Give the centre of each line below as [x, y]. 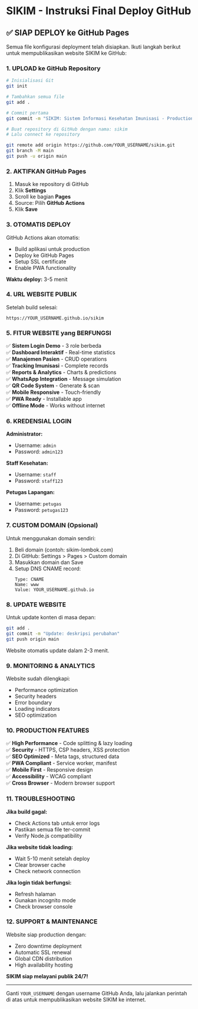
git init [17, 86]
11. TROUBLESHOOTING [41, 799]
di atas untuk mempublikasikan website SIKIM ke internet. [76, 1000]
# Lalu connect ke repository [43, 135]
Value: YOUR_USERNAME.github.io [54, 590]
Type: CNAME [29, 579]
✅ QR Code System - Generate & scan [53, 386]
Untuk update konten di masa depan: [51, 617]
